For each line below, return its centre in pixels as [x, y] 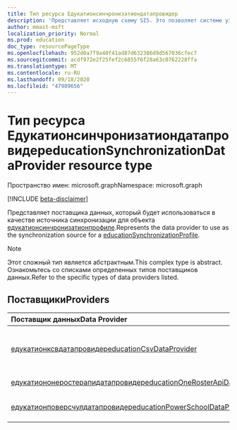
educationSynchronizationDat [135, 150]
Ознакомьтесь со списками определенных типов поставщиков [103, 270]
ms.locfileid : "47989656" [45, 86]
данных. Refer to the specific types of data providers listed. [93, 277]
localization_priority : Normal [53, 33]
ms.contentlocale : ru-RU [44, 73]
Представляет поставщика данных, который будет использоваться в [111, 213]
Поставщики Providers [59, 299]
